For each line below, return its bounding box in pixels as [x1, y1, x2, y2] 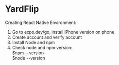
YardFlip [5, 3, 39, 15]
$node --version [12, 55, 45, 61]
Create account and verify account [12, 34, 82, 40]
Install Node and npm [12, 39, 55, 45]
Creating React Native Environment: [5, 20, 77, 25]
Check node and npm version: [12, 44, 73, 50]
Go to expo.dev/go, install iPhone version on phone [12, 29, 115, 35]
